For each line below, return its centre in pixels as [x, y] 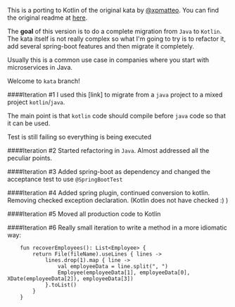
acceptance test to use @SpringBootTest [65, 179]
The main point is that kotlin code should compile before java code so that [117, 116]
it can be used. [29, 123]
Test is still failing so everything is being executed [80, 137]
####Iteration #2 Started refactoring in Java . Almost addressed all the [108, 150]
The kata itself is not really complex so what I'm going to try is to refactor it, [117, 39]
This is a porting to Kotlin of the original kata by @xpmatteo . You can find [113, 10]
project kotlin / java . [36, 102]
